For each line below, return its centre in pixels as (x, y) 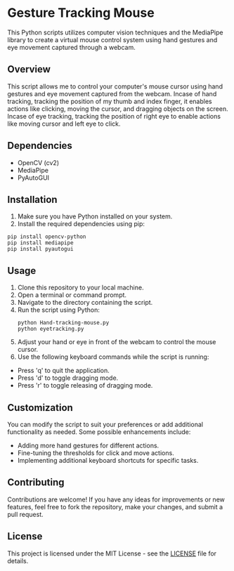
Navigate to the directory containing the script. (85, 303)
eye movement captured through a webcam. (71, 47)
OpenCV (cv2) (38, 162)
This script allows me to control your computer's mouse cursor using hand (115, 86)
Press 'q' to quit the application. (64, 371)
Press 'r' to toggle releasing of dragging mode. (85, 386)
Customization (40, 408)
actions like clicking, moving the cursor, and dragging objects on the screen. (118, 109)
